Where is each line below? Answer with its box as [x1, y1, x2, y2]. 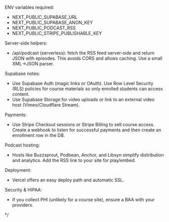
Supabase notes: [5, 70, 40, 77]
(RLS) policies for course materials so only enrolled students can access [12, 86, 163, 92]
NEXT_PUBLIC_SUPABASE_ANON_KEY [12, 20, 93, 25]
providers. [12, 202, 34, 208]
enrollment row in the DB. [12, 132, 65, 138]
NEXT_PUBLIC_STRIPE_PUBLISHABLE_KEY [12, 30, 102, 36]
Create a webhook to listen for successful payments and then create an [12, 127, 161, 133]
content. [12, 91, 30, 97]
